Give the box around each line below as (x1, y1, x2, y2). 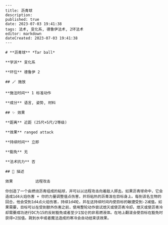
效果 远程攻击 (5, 179, 50, 184)
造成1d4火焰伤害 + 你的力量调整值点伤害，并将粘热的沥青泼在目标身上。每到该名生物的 (5, 194, 161, 199)
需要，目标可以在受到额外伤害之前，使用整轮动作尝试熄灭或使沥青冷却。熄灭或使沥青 (9, 205, 159, 210)
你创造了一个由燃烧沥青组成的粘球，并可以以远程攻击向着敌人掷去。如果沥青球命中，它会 (5, 189, 163, 194)
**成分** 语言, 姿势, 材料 (5, 100, 56, 105)
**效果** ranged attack (5, 130, 54, 135)
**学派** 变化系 (5, 60, 36, 65)
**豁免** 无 (5, 149, 28, 155)
